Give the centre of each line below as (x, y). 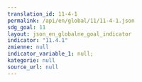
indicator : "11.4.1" (38, 41)
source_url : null (33, 67)
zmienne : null (28, 47)
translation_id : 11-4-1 (43, 14)
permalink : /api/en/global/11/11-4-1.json (71, 21)
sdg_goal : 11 (27, 27)
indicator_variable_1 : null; (50, 54)
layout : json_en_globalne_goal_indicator (70, 34)
